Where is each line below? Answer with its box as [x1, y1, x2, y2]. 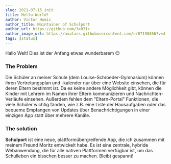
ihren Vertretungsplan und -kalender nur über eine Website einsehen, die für [5, 80, 166, 86]
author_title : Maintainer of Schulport [5, 21, 90, 27]
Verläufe [5, 96, 23, 102]
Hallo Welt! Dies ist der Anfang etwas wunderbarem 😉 [5, 50, 120, 56]
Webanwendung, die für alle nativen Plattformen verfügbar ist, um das [5, 148, 153, 154]
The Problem [5, 62, 38, 69]
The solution [5, 125, 37, 132]
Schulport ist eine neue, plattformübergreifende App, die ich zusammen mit [5, 136, 165, 143]
